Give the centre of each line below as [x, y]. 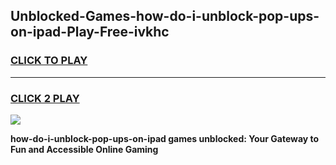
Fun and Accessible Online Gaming [84, 149]
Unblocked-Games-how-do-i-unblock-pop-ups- [165, 16]
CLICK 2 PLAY [45, 98]
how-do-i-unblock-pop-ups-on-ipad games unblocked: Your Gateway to [165, 138]
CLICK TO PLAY [49, 61]
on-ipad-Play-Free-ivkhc [90, 32]
